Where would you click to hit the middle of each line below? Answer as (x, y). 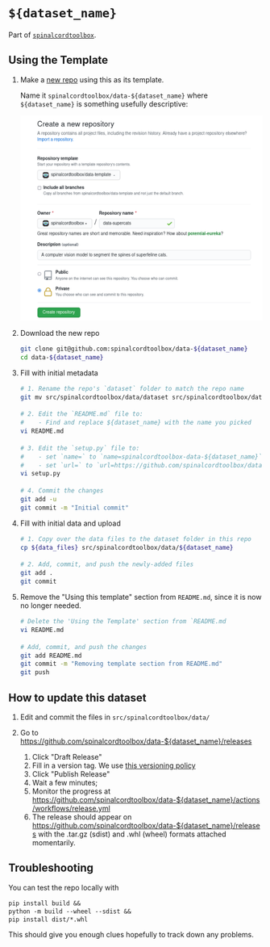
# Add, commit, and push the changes (83, 647)
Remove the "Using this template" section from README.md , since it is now (141, 597)
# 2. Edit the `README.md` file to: (81, 414)
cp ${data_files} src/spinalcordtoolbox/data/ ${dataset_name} (127, 547)
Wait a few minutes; (65, 783)
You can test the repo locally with (64, 887)
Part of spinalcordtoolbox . (52, 35)
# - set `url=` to (56, 465)
